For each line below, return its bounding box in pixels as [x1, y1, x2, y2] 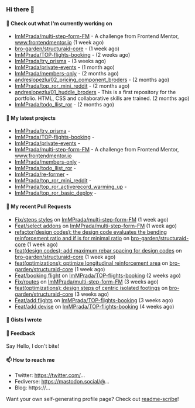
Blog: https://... [14, 384, 51, 391]
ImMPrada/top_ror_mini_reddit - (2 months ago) [14, 82, 130, 89]
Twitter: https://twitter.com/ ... [14, 371, 85, 379]
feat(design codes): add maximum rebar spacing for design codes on [14, 247, 182, 254]
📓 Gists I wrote [6, 316, 42, 323]
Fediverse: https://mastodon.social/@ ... [14, 378, 110, 385]
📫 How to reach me [6, 356, 55, 363]
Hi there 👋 [6, 5, 35, 13]
